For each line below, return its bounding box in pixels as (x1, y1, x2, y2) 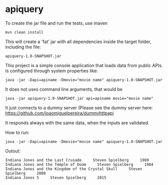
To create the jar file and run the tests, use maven (5, 20, 108, 26)
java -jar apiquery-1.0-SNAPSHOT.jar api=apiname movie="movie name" (5, 96, 154, 101)
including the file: (5, 44, 41, 50)
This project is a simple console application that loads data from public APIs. (5, 62, 163, 68)
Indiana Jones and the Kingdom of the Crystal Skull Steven (5, 166, 142, 171)
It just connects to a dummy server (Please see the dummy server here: (5, 104, 153, 111)
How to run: (5, 129, 30, 135)
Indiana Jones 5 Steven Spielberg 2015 (5, 175, 107, 180)
